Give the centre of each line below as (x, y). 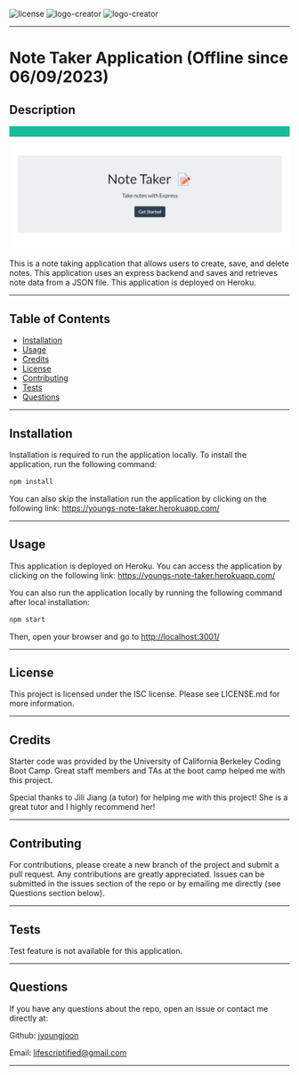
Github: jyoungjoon (44, 1035)
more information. (42, 704)
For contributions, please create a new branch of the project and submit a (144, 865)
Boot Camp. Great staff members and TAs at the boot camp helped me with (147, 771)
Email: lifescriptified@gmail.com (68, 1052)
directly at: (29, 1018)
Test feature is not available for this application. (96, 950)
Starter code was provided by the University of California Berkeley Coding (145, 762)
